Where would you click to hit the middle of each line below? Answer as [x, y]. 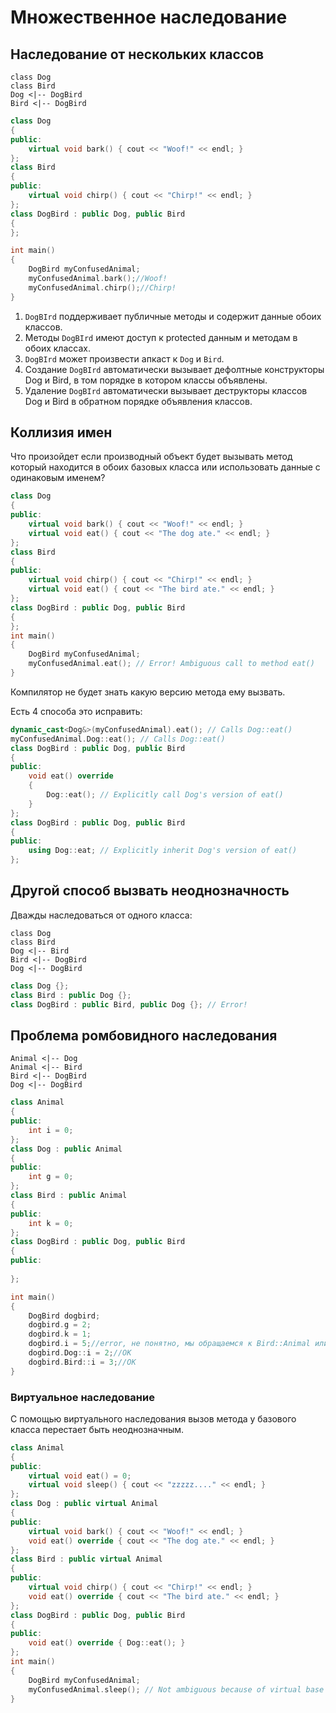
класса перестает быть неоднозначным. [97, 1429]
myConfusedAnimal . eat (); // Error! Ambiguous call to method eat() [171, 664]
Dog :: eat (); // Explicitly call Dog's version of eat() [165, 795]
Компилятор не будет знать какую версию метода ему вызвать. [148, 692]
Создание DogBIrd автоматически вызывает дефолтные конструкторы [174, 369]
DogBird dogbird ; [64, 1316]
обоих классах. [57, 348]
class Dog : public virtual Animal [84, 1504]
